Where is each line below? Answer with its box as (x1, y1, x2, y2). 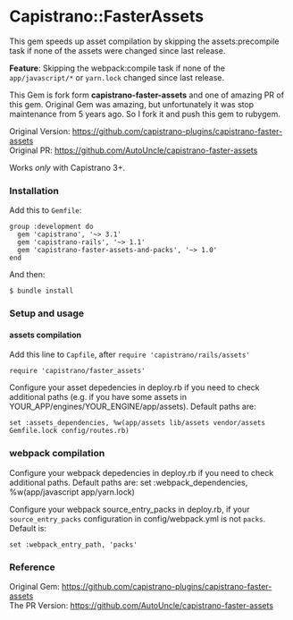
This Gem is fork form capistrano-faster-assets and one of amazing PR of (9, 89, 284, 100)
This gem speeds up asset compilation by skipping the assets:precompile (9, 36, 280, 47)
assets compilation (9, 329, 82, 340)
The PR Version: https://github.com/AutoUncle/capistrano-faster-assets (9, 599, 274, 610)
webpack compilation (9, 447, 105, 460)
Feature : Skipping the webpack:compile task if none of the (9, 63, 226, 73)
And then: (9, 269, 46, 280)
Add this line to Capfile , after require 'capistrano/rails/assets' (9, 349, 250, 360)
